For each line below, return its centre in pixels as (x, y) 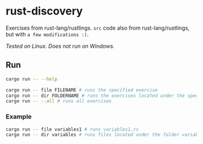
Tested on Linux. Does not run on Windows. (60, 46)
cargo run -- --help (32, 79)
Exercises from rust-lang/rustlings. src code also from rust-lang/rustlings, (98, 28)
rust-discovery (44, 11)
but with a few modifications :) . (47, 34)
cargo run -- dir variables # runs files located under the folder (93, 135)
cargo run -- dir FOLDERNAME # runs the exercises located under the (95, 96)
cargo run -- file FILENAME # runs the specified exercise (82, 90)
